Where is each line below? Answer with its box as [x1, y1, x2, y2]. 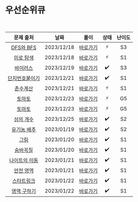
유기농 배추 [11, 126, 36, 133]
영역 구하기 [11, 188, 36, 195]
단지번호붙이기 [7, 75, 40, 82]
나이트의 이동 [9, 157, 38, 164]
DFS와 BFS [11, 44, 36, 51]
